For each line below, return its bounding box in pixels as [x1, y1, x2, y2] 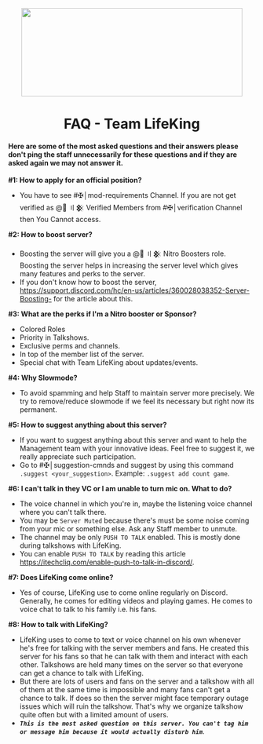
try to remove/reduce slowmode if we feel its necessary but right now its [19, 396, 255, 407]
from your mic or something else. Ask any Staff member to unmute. [19, 524, 238, 534]
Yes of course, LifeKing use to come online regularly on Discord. [19, 588, 228, 597]
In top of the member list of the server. [19, 349, 144, 359]
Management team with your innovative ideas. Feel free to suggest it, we [19, 443, 255, 454]
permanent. [19, 405, 57, 414]
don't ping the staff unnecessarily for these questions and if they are [8, 149, 238, 159]
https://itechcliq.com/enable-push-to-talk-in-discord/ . [19, 557, 195, 567]
